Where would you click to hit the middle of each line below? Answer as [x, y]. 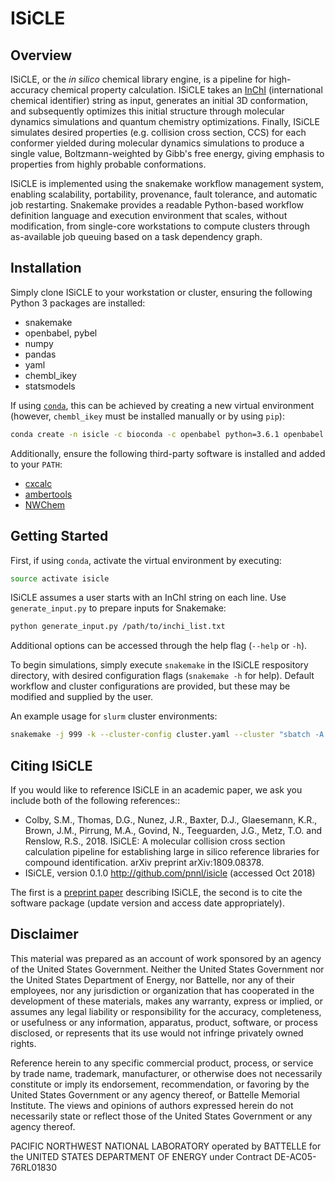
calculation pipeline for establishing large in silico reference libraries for [172, 851]
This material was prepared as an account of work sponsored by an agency [166, 958]
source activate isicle [60, 578]
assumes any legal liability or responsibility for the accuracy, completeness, [166, 1011]
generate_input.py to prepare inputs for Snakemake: [118, 608]
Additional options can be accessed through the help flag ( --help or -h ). [159, 646]
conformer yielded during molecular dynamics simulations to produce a [157, 143]
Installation [46, 268]
